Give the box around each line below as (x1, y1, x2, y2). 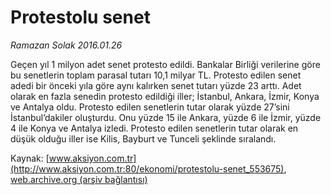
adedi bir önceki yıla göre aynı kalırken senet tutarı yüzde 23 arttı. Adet (10, 79, 302, 91)
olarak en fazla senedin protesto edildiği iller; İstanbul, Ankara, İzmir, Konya (10, 90, 320, 102)
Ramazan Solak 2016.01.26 (10, 39, 123, 51)
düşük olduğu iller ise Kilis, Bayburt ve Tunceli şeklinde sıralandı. (10, 132, 277, 145)
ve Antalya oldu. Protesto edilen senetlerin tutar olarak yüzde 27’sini (10, 101, 290, 113)
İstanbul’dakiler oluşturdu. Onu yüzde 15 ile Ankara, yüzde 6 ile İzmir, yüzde (10, 111, 322, 123)
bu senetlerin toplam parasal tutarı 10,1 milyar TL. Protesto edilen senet (10, 69, 302, 81)
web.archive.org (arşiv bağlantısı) (10, 173, 148, 185)
